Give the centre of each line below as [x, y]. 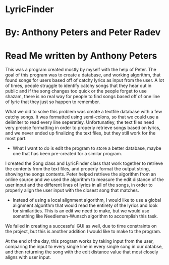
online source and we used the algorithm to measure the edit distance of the [84, 180]
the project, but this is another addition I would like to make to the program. [83, 232]
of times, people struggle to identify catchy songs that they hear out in [78, 86]
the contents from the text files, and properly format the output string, [78, 169]
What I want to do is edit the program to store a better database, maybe [87, 148]
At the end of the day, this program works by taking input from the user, [79, 241]
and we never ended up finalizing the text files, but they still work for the [80, 133]
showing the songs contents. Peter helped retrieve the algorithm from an [81, 174]
